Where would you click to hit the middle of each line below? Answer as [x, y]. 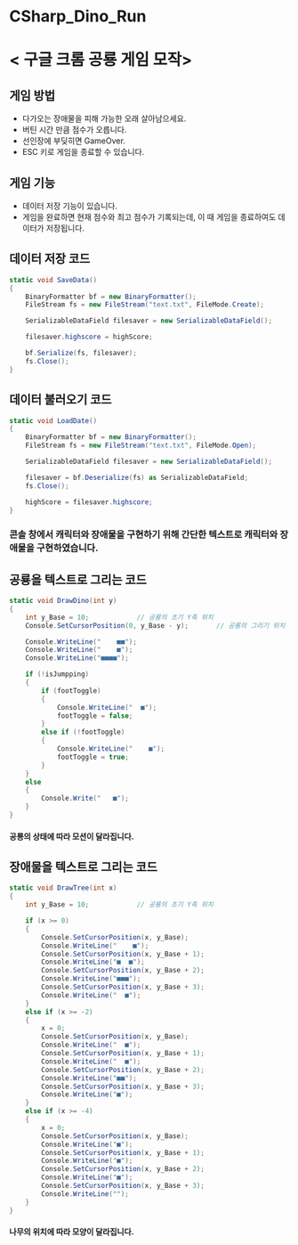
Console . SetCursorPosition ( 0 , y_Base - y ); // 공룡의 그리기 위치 [155, 625]
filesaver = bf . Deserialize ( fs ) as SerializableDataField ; [137, 477]
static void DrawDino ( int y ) [63, 601]
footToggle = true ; [93, 757]
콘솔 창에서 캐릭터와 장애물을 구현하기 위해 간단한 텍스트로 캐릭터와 [144, 534]
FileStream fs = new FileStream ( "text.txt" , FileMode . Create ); [145, 305]
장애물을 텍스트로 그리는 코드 [84, 867]
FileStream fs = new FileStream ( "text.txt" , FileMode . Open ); [141, 446]
